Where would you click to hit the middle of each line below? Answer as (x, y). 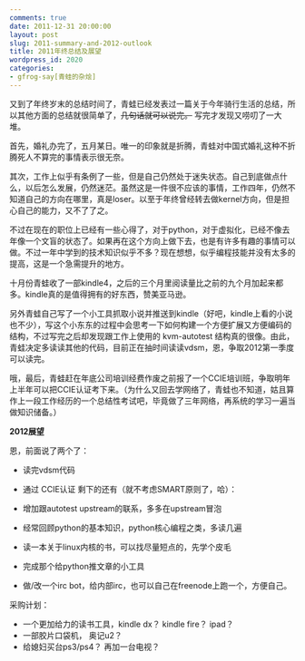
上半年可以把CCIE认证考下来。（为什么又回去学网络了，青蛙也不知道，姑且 (148, 389)
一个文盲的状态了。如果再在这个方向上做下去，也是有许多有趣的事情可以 (160, 240)
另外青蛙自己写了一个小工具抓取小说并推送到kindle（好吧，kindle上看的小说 (151, 313)
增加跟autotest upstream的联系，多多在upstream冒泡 (122, 508)
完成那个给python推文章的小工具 (84, 566)
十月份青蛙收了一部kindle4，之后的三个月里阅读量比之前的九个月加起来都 (147, 283)
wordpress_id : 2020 (46, 60)
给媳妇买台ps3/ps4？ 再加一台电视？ (91, 646)
